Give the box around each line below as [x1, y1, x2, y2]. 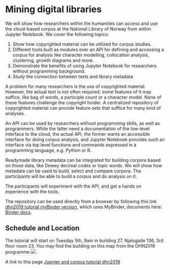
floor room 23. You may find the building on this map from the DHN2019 [5, 243, 156, 249]
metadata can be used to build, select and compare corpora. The [5, 168, 142, 174]
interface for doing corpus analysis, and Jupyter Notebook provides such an [5, 136, 165, 142]
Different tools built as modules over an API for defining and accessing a [12, 46, 164, 52]
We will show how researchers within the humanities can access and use [5, 20, 158, 26]
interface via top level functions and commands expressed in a [5, 141, 137, 148]
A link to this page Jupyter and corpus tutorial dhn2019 [5, 258, 120, 265]
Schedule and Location [5, 224, 80, 232]
